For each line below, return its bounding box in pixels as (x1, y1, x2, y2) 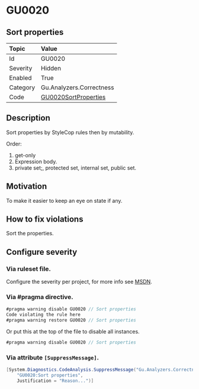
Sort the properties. (6, 230, 54, 237)
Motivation (6, 181, 47, 192)
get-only (14, 151, 36, 158)
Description (6, 113, 50, 123)
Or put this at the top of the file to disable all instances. (6, 328, 140, 335)
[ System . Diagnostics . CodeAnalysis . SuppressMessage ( (6, 367, 136, 373)
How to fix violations (6, 214, 84, 225)
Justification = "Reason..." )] (17, 378, 94, 384)
